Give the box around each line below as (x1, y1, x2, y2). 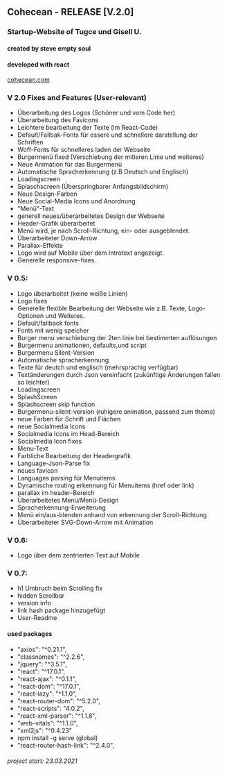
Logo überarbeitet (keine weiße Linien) (17, 289, 128, 298)
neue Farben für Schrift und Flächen (17, 414, 121, 423)
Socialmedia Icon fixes (17, 437, 82, 445)
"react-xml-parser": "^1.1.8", (17, 712, 97, 720)
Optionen (17, 311, 44, 319)
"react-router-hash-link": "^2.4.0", (17, 741, 115, 749)
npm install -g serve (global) (17, 733, 98, 742)
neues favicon (17, 466, 58, 475)
